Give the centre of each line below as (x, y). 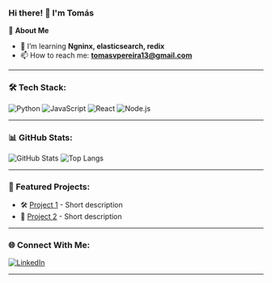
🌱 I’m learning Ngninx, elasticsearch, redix (92, 46)
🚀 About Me (29, 31)
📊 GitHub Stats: (40, 137)
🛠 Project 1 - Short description (71, 205)
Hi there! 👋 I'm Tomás (51, 13)
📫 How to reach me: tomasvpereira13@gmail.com (106, 55)
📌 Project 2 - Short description (71, 217)
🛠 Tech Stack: (37, 88)
